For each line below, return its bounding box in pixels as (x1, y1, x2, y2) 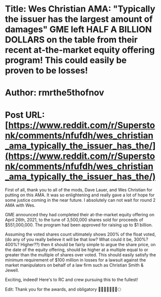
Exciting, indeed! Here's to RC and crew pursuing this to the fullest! (5, 277, 138, 282)
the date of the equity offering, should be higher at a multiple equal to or (5, 247, 148, 252)
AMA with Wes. (5, 202, 36, 208)
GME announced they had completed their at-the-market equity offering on (5, 212, 155, 218)
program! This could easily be (5, 55, 127, 66)
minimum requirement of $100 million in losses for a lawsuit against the (5, 257, 146, 263)
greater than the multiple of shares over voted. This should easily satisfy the (5, 252, 156, 258)
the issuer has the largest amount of (5, 14, 153, 25)
